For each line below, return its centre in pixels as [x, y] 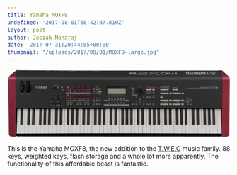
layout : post [27, 30]
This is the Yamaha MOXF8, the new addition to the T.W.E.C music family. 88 [119, 148]
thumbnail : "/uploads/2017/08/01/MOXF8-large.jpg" [83, 52]
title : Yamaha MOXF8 [38, 15]
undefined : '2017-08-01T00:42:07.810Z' [66, 22]
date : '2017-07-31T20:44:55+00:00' [60, 45]
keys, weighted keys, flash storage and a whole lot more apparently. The [113, 156]
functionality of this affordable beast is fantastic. [78, 164]
